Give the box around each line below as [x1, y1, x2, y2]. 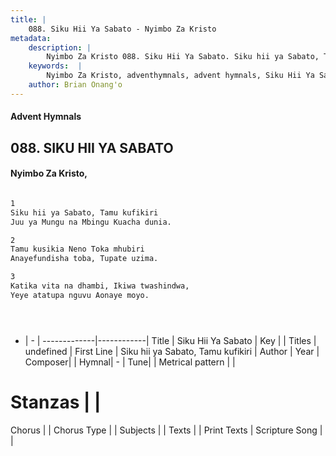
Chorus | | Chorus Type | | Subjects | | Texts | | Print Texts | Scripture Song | [10, 424, 323, 436]
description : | [28, 42, 92, 53]
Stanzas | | [10, 391, 102, 413]
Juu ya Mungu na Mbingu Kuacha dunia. [10, 217, 172, 227]
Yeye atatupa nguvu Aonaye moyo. [10, 290, 150, 300]
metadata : [10, 33, 52, 43]
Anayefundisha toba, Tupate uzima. [10, 254, 159, 264]
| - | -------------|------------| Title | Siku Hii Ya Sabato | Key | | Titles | [24, 334, 317, 346]
